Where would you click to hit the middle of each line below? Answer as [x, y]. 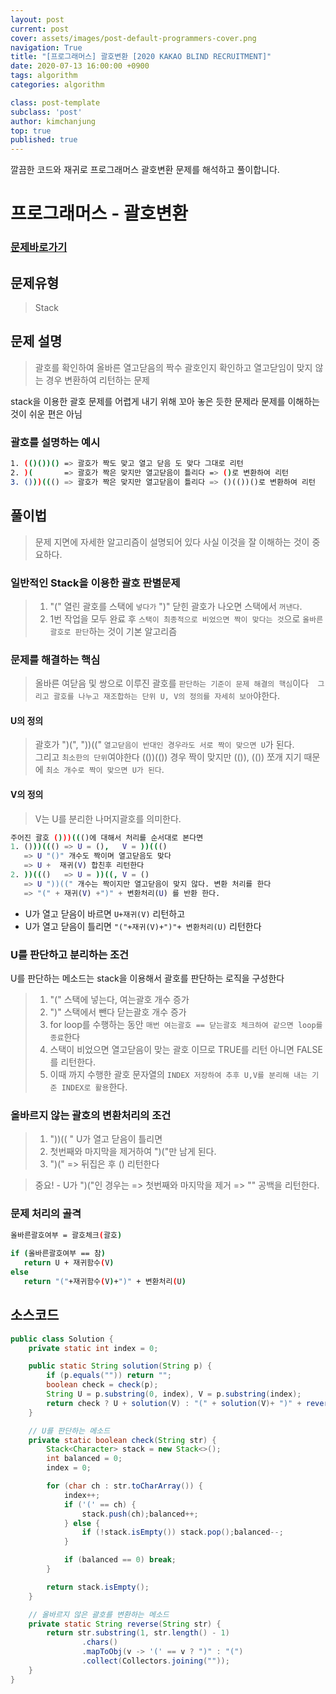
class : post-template [55, 102]
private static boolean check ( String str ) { [122, 1440]
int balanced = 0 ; [84, 1459]
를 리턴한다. [72, 1062]
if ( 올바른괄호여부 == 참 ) [58, 1254]
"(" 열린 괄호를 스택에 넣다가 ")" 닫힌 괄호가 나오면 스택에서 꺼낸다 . [176, 606]
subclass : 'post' [46, 112]
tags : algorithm [44, 76]
